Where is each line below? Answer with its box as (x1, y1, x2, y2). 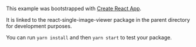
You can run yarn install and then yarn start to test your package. (6, 34, 172, 41)
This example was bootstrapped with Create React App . (6, 5, 142, 12)
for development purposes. (6, 23, 72, 29)
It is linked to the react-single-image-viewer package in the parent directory (6, 16, 190, 23)
